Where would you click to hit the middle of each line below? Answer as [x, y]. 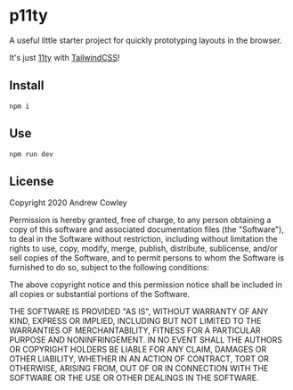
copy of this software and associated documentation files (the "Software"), [147, 229]
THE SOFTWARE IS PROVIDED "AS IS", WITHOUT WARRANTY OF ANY [139, 311]
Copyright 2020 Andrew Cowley [68, 203]
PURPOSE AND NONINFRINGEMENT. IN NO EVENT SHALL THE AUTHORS [146, 340]
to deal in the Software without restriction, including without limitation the [143, 239]
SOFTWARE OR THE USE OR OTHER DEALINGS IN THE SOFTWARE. [134, 378]
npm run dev [31, 154]
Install [27, 86]
